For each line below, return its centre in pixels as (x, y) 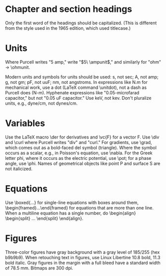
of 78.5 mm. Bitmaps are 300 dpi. (39, 268)
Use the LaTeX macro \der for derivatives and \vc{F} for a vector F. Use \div (82, 137)
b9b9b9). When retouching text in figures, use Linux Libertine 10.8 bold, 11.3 (83, 257)
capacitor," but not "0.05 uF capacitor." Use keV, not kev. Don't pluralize (78, 98)
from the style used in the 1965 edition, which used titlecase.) (68, 28)
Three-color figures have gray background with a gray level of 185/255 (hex (83, 252)
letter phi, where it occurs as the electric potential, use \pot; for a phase (78, 158)
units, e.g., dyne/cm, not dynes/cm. (41, 103)
